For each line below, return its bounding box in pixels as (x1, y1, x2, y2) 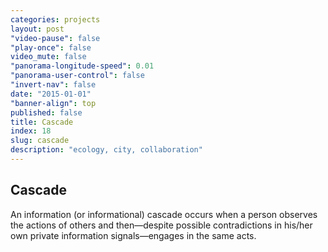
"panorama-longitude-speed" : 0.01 (10, 61, 155, 71)
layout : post (10, 24, 65, 34)
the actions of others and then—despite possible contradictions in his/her (10, 219, 313, 231)
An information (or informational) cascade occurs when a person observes (10, 208, 318, 220)
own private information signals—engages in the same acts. (10, 229, 257, 241)
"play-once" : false (10, 42, 92, 53)
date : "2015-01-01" (10, 89, 92, 99)
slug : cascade (10, 136, 70, 146)
